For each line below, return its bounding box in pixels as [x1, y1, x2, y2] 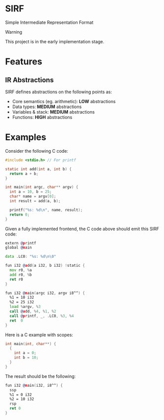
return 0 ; [9, 212, 30, 217]
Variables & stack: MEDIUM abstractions [12, 109, 95, 115]
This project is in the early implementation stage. [5, 38, 105, 45]
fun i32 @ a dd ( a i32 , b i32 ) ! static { [5, 263, 85, 268]
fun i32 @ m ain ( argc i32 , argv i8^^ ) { [5, 291, 85, 296]
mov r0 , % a [9, 268, 32, 273]
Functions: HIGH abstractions [12, 114, 73, 120]
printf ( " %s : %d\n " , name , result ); [9, 207, 83, 212]
